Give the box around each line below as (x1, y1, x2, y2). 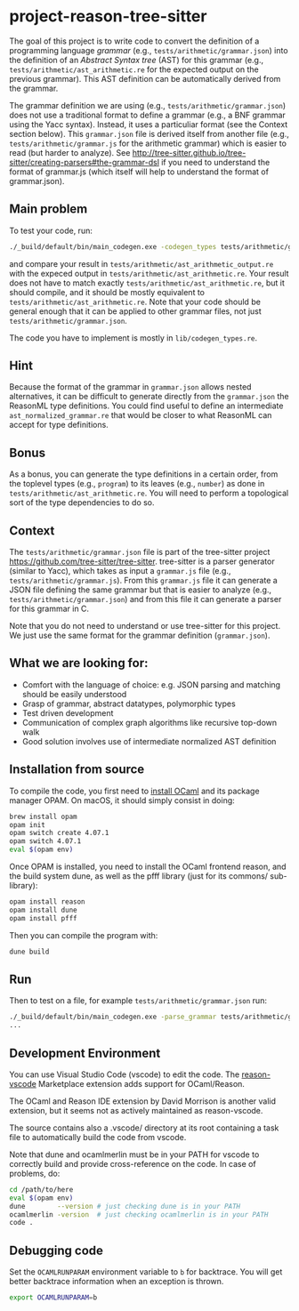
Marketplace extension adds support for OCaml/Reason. (38, 1078, 245, 1089)
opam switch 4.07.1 (9, 837, 82, 846)
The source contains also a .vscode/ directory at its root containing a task (9, 1122, 279, 1133)
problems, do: (9, 1168, 61, 1178)
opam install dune (9, 905, 77, 914)
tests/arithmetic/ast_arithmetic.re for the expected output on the (9, 64, 260, 75)
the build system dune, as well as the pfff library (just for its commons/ (9, 871, 269, 881)
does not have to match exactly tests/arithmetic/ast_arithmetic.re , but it (9, 277, 285, 288)
